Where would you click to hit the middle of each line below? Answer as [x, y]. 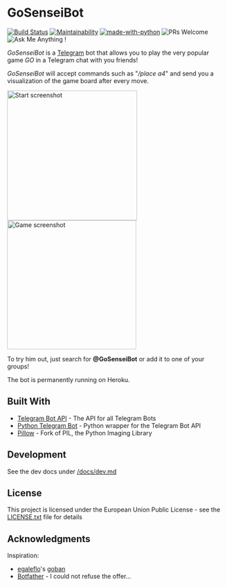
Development [37, 455]
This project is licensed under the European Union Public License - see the [114, 509]
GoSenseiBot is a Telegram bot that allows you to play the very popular [108, 53]
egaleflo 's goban [41, 569]
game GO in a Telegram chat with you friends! [73, 60]
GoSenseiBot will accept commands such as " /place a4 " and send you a [111, 73]
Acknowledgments [49, 539]
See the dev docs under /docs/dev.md [62, 471]
